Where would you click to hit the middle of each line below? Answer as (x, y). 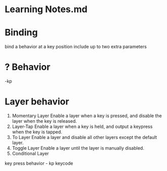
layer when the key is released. (44, 121)
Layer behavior (37, 102)
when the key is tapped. (37, 132)
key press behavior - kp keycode (39, 163)
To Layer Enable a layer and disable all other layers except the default (85, 137)
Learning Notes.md (46, 9)
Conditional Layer (30, 153)
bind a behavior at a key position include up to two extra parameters (76, 47)
